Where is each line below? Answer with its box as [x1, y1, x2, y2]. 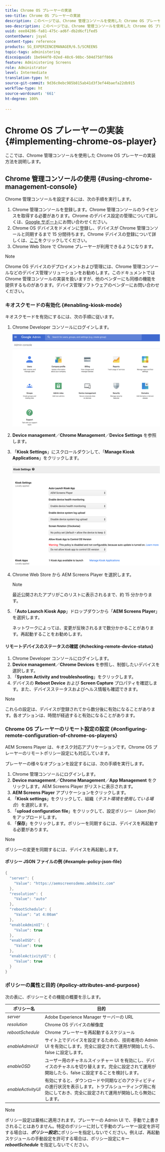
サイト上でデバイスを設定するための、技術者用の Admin [45, 1037, 158, 1043]
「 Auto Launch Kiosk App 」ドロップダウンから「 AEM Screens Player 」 [12, 608, 160, 614]
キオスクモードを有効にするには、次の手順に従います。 [5, 314, 117, 320]
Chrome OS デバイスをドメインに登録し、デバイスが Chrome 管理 [12, 225, 146, 231]
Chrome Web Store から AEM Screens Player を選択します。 [12, 572, 134, 578]
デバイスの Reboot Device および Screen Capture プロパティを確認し [12, 680, 153, 686]
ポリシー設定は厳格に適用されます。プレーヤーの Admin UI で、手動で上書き [5, 1117, 159, 1123]
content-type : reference [5, 39, 56, 44]
